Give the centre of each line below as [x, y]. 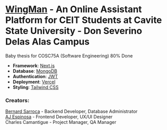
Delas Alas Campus [47, 42]
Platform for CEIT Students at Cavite [84, 20]
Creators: [17, 100]
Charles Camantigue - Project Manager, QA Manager [61, 122]
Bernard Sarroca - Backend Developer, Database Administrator [71, 111]
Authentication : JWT [35, 76]
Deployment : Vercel [34, 82]
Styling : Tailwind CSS [35, 87]
